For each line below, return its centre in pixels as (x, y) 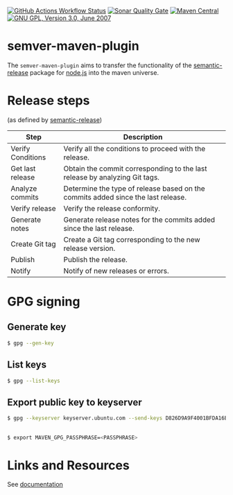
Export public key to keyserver (75, 402)
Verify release (34, 208)
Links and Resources (68, 465)
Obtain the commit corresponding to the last (135, 168)
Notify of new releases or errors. (116, 270)
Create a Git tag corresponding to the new (132, 239)
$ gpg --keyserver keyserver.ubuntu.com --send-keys (85, 418)
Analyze (24, 189)
